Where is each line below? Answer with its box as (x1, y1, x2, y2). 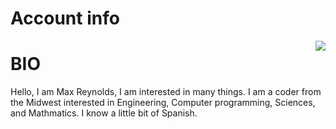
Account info (10, 7, 120, 30)
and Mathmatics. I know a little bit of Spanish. (10, 107, 198, 119)
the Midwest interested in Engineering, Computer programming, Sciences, (10, 97, 316, 109)
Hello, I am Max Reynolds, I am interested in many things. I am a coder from (10, 86, 322, 98)
